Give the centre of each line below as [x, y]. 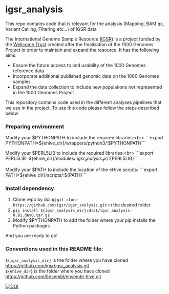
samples [22, 81]
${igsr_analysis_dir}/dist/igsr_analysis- [86, 211]
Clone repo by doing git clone [45, 199]
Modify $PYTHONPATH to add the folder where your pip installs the [84, 220]
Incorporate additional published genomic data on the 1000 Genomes [86, 76]
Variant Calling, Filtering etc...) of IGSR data [51, 29]
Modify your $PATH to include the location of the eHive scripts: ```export [81, 170]
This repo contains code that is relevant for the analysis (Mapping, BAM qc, [85, 24]
